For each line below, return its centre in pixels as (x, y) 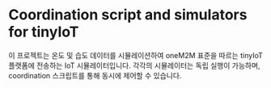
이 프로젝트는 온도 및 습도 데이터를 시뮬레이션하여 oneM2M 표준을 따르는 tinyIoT (135, 55)
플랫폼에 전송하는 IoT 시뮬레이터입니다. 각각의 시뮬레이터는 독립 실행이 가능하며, (134, 65)
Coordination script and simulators (128, 15)
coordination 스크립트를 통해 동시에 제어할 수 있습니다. (95, 75)
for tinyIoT (44, 32)
